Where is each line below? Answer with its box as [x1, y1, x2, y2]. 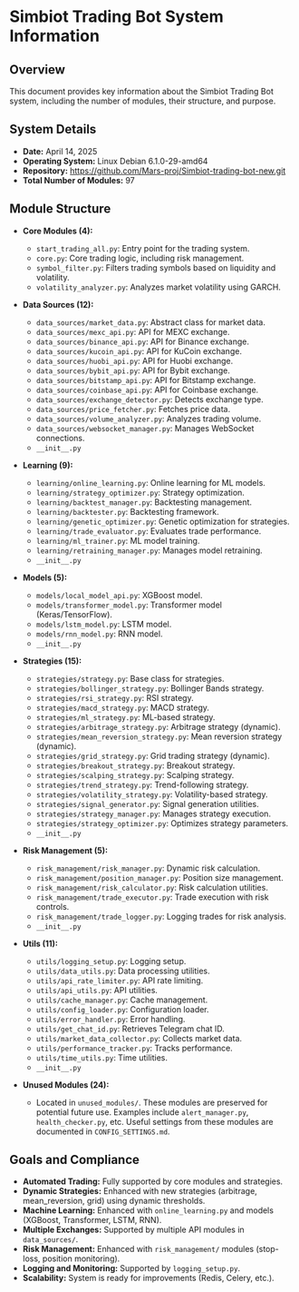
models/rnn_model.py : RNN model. [35, 628, 163, 639]
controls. [35, 901, 70, 912]
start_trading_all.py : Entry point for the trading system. [35, 242, 250, 253]
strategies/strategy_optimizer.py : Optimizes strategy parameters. [35, 817, 289, 828]
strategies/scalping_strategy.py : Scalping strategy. [35, 769, 235, 780]
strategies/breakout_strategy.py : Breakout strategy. [35, 760, 236, 771]
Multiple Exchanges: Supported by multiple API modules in [22, 1224, 245, 1236]
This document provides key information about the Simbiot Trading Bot [9, 86, 274, 96]
